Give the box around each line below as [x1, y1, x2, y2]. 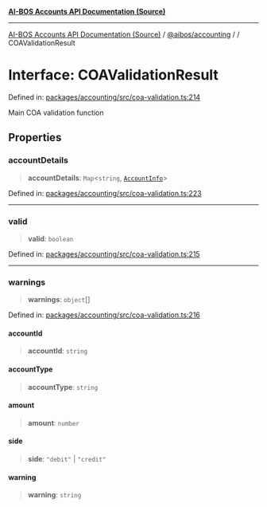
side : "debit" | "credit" [27, 454, 106, 464]
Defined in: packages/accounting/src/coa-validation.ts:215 [8, 249, 200, 258]
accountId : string [27, 346, 88, 356]
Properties [8, 131, 62, 144]
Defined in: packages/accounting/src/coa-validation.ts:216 [8, 310, 201, 320]
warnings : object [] [27, 295, 91, 305]
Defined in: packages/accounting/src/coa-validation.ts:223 [8, 188, 202, 198]
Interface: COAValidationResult [8, 66, 219, 84]
